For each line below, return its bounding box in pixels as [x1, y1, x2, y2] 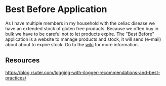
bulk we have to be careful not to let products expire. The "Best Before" [5, 31, 154, 37]
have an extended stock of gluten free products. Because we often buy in [5, 25, 158, 31]
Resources [5, 56, 40, 65]
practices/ [5, 74, 27, 81]
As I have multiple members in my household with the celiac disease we [5, 20, 155, 26]
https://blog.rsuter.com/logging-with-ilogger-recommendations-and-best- [5, 69, 160, 75]
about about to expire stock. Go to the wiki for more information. [5, 41, 139, 47]
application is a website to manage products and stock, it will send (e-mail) [5, 36, 161, 42]
